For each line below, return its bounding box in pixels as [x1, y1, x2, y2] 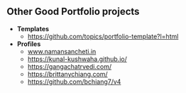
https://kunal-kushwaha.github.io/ [27, 55, 127, 63]
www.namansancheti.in [27, 47, 97, 55]
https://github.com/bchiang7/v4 [27, 77, 121, 86]
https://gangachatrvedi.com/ [27, 62, 111, 70]
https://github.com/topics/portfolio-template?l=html [27, 32, 179, 40]
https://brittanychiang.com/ [27, 70, 108, 78]
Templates [16, 24, 50, 33]
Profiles [16, 39, 41, 48]
